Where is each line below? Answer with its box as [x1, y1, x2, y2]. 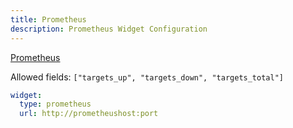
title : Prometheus [10, 14, 87, 25]
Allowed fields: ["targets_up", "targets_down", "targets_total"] [10, 71, 284, 83]
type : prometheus [19, 99, 92, 110]
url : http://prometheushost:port [19, 109, 159, 119]
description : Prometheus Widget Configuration [10, 24, 208, 34]
